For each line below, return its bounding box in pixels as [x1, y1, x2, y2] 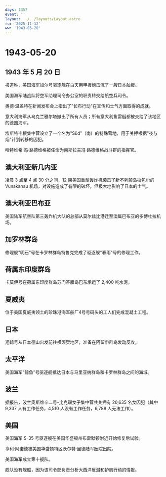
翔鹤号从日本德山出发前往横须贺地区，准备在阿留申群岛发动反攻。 [5, 339, 139, 345]
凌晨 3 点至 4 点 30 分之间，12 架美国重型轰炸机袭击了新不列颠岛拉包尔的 [5, 177, 155, 183]
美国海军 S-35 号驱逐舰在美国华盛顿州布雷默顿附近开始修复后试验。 [5, 435, 143, 441]
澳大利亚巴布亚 [5, 199, 51, 208]
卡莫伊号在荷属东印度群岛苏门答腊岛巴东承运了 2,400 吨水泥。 [5, 279, 132, 285]
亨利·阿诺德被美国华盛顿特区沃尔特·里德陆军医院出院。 [5, 446, 116, 452]
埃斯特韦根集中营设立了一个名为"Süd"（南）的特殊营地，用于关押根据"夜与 [5, 130, 158, 136]
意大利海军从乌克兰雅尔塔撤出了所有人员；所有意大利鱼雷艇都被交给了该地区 [5, 113, 161, 119]
